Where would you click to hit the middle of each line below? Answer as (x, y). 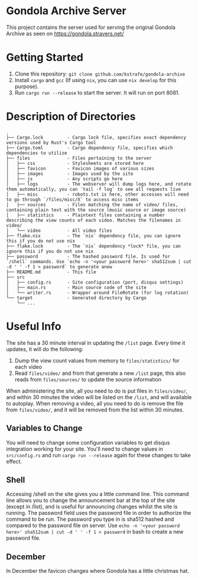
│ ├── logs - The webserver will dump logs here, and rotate (99, 184)
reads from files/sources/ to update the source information (88, 379)
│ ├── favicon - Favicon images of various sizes (80, 169)
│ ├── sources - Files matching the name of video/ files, (92, 205)
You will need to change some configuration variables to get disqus (88, 442)
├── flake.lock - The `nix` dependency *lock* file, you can (94, 246)
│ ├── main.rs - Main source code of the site (76, 287)
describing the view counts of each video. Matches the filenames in (94, 220)
